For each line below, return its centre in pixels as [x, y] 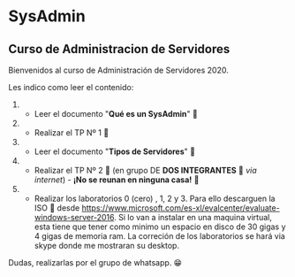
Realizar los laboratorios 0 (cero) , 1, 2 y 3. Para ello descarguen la [155, 198]
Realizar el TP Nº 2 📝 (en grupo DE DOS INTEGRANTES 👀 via [145, 170]
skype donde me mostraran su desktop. [107, 246]
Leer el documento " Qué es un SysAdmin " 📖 [116, 114]
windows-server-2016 [74, 217]
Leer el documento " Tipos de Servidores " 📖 [115, 151]
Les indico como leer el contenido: [71, 87]
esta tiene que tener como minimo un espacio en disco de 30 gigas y [160, 227]
